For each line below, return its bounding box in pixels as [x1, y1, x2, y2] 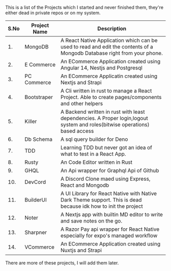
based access [60, 128, 94, 134]
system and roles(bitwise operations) [60, 121, 150, 128]
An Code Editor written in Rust [60, 159, 133, 165]
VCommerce [24, 243, 55, 251]
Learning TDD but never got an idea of [60, 144, 153, 151]
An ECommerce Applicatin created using [60, 72, 158, 80]
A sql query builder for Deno [60, 136, 128, 142]
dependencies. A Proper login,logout [60, 115, 149, 121]
